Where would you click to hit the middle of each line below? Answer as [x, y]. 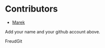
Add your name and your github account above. [53, 32]
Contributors [31, 9]
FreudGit [14, 41]
